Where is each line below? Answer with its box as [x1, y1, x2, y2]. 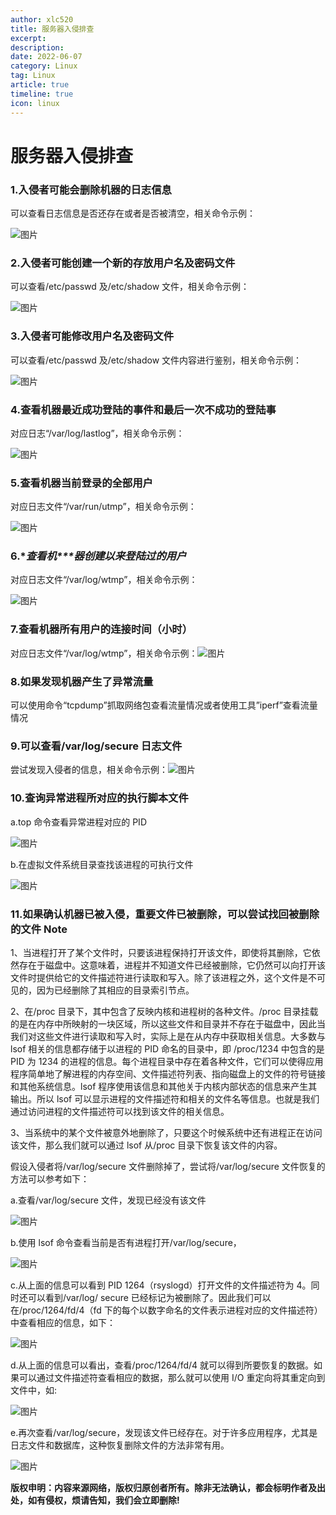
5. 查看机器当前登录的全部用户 [10, 476, 153, 490]
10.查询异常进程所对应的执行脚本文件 [10, 791, 189, 805]
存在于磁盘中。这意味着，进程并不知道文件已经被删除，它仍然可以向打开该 [18, 959, 326, 971]
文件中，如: [10, 1384, 58, 1396]
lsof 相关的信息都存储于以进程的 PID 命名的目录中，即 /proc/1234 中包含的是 [10, 1042, 325, 1055]
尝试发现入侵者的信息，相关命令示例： [10, 764, 168, 776]
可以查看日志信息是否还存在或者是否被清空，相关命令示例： [10, 207, 256, 219]
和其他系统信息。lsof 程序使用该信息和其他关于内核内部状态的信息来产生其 [10, 1080, 318, 1092]
